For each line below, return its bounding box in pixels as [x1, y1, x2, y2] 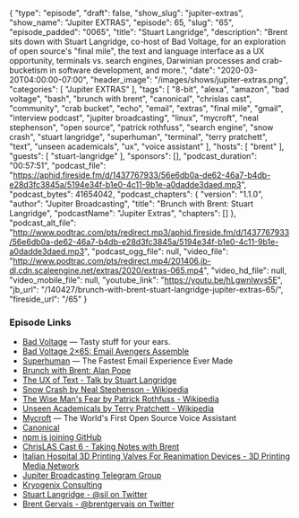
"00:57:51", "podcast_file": [9, 161, 107, 171]
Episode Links [9, 316, 72, 329]
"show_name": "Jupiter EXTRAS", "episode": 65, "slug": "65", [9, 17, 235, 28]
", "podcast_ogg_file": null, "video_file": [83, 246, 228, 257]
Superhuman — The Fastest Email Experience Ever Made [21, 356, 234, 366]
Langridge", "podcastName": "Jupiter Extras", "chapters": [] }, [9, 208, 237, 218]
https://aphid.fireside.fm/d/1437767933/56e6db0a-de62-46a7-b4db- [13, 170, 271, 180]
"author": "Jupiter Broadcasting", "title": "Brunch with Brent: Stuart [9, 198, 253, 209]
